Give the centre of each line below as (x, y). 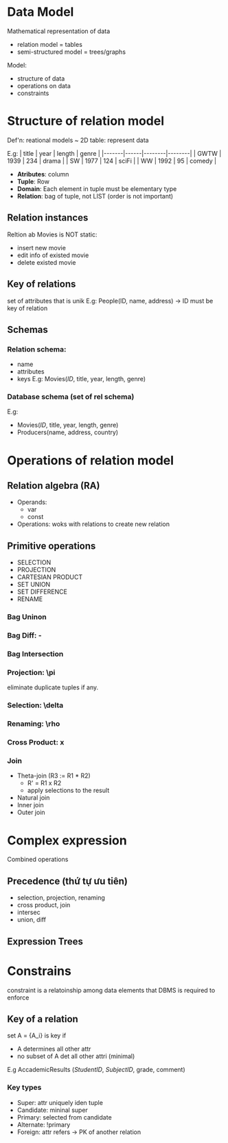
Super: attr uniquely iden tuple (60, 1102)
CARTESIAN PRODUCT (50, 577)
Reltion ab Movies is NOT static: (52, 234)
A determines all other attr (54, 1049)
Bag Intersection (35, 654)
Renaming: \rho (34, 724)
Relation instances (48, 218)
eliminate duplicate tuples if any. (53, 687)
